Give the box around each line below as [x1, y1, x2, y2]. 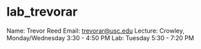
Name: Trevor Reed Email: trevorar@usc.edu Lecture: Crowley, [6, 27, 184, 35]
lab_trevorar [6, 4, 78, 20]
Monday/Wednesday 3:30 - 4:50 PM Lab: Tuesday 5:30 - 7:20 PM [6, 33, 195, 42]
